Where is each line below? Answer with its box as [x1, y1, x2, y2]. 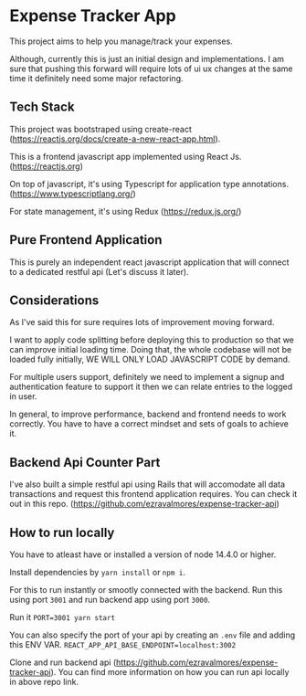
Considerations [9, 292, 100, 308]
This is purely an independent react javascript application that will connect [9, 257, 290, 268]
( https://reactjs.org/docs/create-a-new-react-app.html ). [9, 133, 221, 144]
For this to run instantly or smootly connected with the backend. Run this [9, 585, 283, 595]
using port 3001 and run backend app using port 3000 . [9, 595, 211, 605]
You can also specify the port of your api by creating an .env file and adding [9, 629, 296, 640]
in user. [9, 391, 37, 402]
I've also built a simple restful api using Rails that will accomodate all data [9, 479, 286, 490]
